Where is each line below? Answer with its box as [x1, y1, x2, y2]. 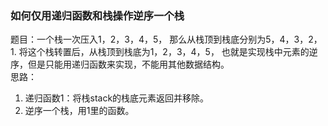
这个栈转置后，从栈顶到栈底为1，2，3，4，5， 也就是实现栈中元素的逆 [27, 46, 318, 58]
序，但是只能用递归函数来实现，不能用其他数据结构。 [10, 58, 230, 71]
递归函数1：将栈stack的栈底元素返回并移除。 [24, 92, 210, 104]
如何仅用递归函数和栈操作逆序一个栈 [10, 8, 185, 22]
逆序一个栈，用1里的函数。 [24, 105, 135, 117]
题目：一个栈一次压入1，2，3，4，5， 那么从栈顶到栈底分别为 [10, 33, 267, 46]
